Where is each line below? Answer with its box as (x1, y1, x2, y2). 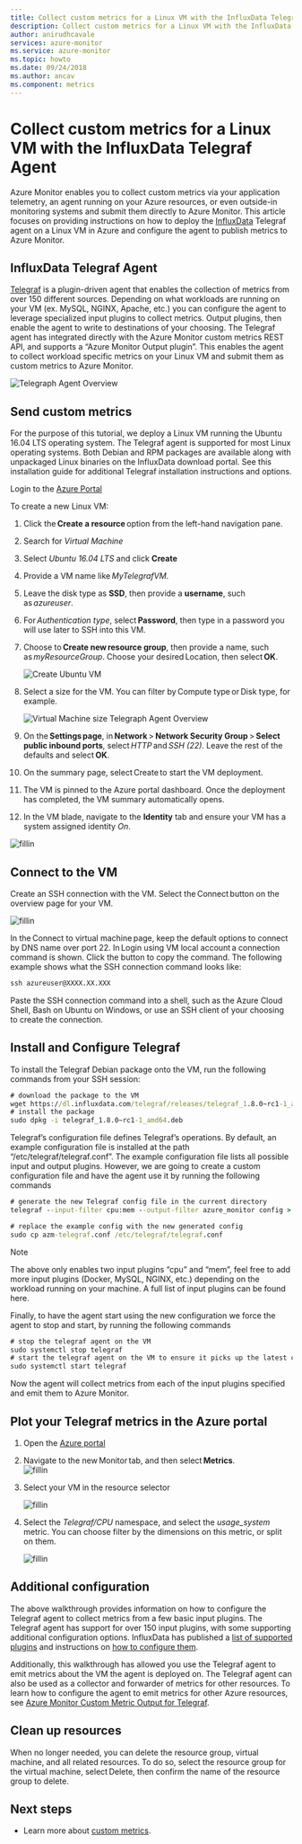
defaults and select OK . (22, 749, 110, 760)
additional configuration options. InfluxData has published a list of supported (10, 1632, 293, 1643)
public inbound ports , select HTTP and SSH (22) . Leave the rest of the (22, 740, 283, 751)
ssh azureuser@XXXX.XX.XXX (10, 979, 111, 988)
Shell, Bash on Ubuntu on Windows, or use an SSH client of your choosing (10, 1004, 285, 1015)
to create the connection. (10, 1014, 104, 1024)
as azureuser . (22, 598, 74, 608)
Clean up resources (10, 1723, 122, 1739)
